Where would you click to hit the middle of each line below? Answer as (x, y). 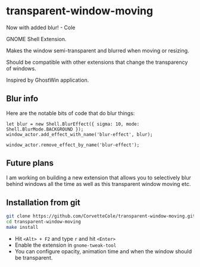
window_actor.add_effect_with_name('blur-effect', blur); (79, 134)
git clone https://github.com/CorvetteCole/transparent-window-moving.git (101, 216)
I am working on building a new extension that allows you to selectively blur (99, 178)
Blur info (22, 99)
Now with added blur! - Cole (41, 27)
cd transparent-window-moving (44, 222)
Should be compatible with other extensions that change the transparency (97, 62)
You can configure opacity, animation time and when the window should (103, 251)
